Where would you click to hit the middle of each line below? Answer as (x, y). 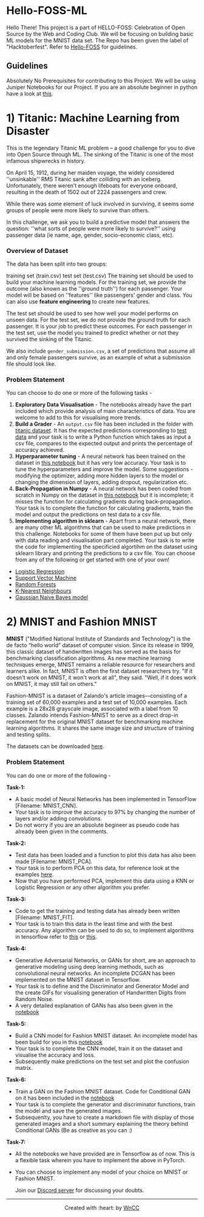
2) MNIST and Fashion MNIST (82, 622)
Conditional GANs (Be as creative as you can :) (73, 1130)
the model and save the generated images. (69, 1111)
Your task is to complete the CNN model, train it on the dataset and (99, 1048)
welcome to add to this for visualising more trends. (78, 418)
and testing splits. (29, 735)
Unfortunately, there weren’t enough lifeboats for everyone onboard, (92, 185)
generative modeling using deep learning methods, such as (89, 966)
